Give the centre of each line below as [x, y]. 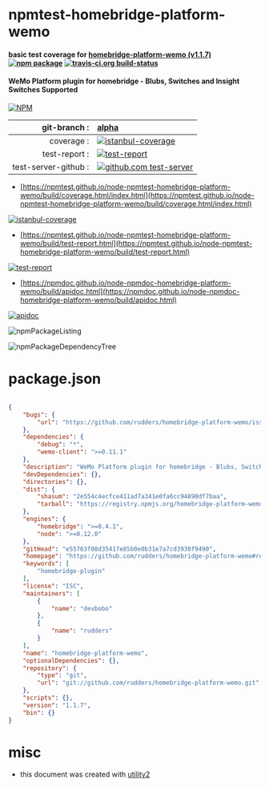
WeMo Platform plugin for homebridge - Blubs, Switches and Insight [124, 81]
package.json [55, 379]
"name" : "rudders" [82, 631]
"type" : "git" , [62, 676]
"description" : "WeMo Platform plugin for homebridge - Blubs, [130, 466]
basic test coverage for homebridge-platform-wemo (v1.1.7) [110, 54]
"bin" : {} [39, 712]
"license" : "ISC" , [53, 586]
